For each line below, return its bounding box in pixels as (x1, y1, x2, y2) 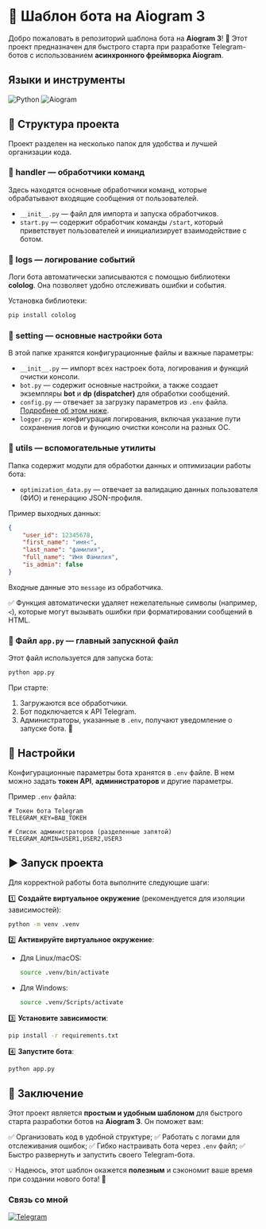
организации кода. (8, 147, 72, 157)
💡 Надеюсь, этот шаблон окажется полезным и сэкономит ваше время (8, 1165, 253, 1175)
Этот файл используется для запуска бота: (8, 653, 153, 663)
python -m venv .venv (8, 920, 80, 929)
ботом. (19, 234, 44, 243)
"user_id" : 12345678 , (22, 531, 94, 539)
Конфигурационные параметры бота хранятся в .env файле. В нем (8, 767, 235, 777)
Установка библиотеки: (8, 296, 87, 305)
